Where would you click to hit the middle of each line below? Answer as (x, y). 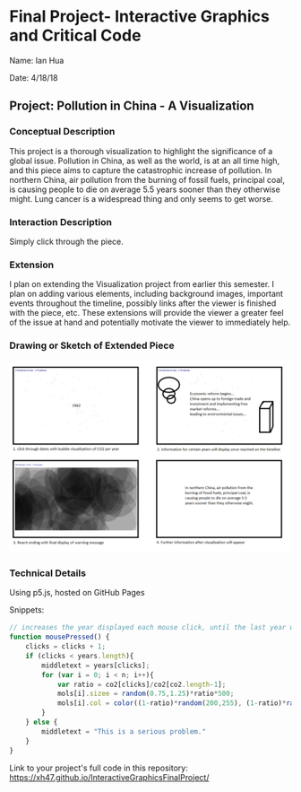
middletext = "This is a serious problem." (124, 731)
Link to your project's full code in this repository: (99, 768)
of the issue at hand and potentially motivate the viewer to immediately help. (150, 322)
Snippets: (27, 610)
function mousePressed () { (60, 637)
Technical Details (48, 573)
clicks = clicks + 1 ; (65, 647)
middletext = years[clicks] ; (96, 666)
